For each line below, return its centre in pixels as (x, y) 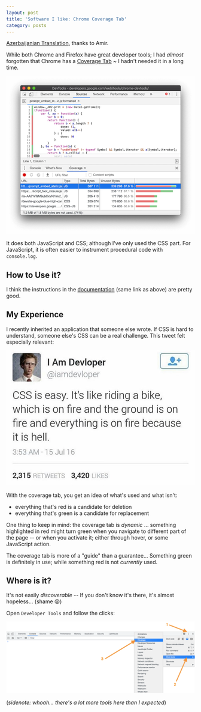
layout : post (22, 13)
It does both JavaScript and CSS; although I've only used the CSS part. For (98, 243)
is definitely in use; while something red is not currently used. (82, 562)
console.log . (22, 256)
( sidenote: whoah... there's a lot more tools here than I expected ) (86, 702)
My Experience (35, 315)
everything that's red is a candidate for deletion (73, 507)
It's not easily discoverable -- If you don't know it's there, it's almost (90, 595)
